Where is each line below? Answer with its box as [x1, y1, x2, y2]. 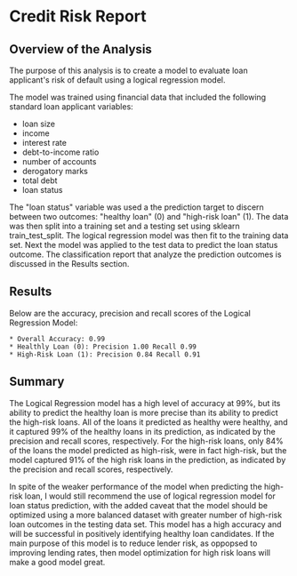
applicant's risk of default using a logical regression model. [9, 75, 226, 85]
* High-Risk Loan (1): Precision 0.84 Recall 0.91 [9, 349, 201, 359]
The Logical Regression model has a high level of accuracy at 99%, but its [9, 397, 281, 408]
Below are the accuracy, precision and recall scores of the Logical [9, 308, 251, 318]
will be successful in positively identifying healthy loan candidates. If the [9, 528, 275, 539]
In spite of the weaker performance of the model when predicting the [9, 481, 262, 492]
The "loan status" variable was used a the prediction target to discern [9, 202, 264, 212]
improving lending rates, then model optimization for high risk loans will [9, 547, 271, 557]
